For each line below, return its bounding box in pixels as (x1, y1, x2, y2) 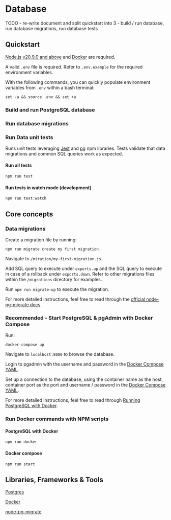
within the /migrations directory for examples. (5, 276, 102, 282)
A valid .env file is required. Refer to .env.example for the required (5, 63, 143, 70)
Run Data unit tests (5, 133, 53, 141)
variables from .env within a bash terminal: (5, 84, 95, 91)
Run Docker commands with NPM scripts (5, 415, 109, 422)
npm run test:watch (5, 196, 47, 201)
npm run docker (5, 439, 38, 445)
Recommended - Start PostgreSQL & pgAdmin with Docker (5, 314, 153, 321)
